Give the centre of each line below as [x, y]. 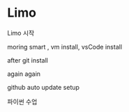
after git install [28, 60]
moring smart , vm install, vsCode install [65, 47]
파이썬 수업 [22, 102]
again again [24, 74]
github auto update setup [44, 87]
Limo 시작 [21, 33]
